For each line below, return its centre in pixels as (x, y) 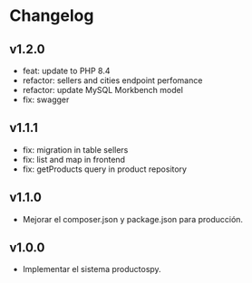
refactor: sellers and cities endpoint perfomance (112, 80)
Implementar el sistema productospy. (92, 269)
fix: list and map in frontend (73, 159)
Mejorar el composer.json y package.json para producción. (132, 219)
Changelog (52, 16)
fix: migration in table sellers (75, 149)
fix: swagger (46, 99)
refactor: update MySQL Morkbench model (103, 90)
